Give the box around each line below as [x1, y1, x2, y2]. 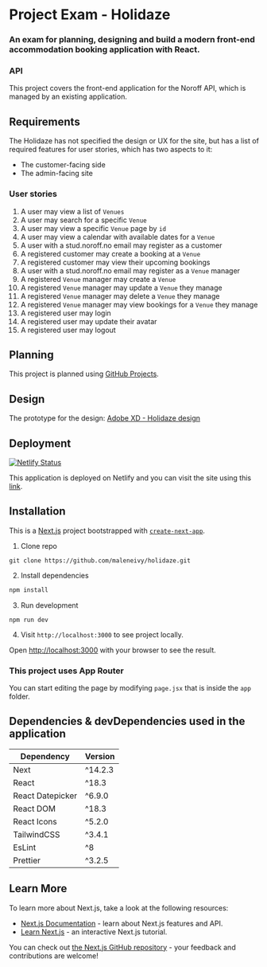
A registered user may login [20, 308, 112, 318]
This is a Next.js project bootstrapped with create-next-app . [9, 526, 206, 535]
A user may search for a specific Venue [20, 215, 147, 225]
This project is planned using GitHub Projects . [9, 369, 160, 379]
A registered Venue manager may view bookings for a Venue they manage [20, 299, 258, 309]
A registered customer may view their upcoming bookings [20, 257, 211, 267]
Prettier [13, 855, 41, 866]
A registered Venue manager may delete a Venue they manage [20, 291, 220, 300]
